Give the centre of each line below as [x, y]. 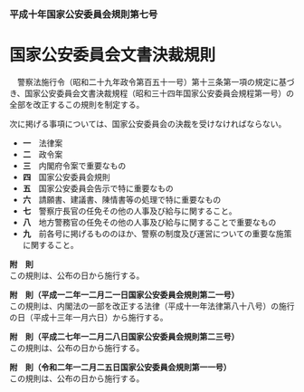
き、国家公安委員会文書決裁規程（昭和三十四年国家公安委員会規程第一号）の [152, 93]
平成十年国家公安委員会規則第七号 [84, 14]
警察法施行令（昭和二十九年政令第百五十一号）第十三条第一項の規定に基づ [156, 81]
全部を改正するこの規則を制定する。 [77, 104]
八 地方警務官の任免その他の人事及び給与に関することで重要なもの [149, 222]
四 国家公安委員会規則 [66, 177]
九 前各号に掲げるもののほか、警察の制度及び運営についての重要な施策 [157, 234]
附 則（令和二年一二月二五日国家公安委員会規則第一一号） [120, 367]
